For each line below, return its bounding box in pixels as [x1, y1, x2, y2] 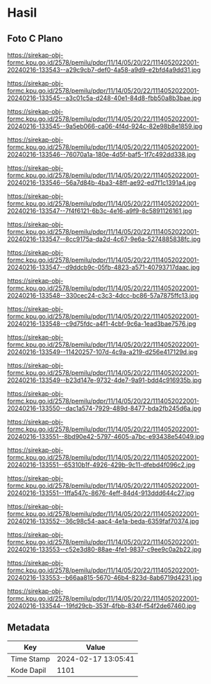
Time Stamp [10, 654, 51, 664]
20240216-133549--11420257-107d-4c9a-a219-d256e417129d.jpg [7, 348, 198, 356]
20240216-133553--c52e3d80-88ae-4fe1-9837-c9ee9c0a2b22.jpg [7, 545, 202, 553]
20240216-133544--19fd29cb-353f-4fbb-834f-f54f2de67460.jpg [7, 602, 196, 610]
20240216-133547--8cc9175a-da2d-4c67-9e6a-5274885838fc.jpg [7, 235, 201, 243]
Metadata [7, 622, 50, 633]
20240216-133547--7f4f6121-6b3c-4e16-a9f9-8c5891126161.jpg [7, 207, 192, 215]
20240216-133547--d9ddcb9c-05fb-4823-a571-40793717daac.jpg [7, 263, 200, 272]
